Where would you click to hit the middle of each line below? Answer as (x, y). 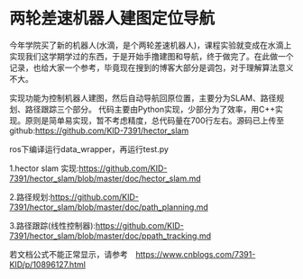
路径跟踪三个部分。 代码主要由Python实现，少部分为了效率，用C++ (150, 109)
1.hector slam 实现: (44, 168)
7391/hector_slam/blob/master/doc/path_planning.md (109, 207)
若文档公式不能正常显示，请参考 (69, 254)
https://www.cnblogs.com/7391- (196, 254)
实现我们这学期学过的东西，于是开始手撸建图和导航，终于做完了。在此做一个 (151, 56)
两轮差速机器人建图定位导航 (112, 18)
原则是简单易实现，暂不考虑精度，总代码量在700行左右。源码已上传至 (155, 120)
